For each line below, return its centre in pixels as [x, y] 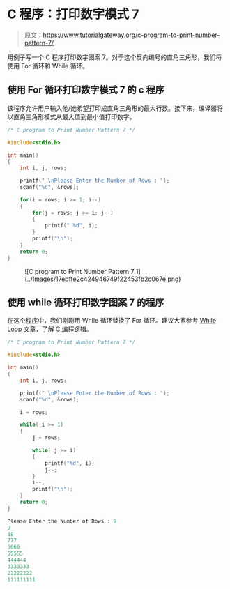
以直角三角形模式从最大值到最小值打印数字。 [71, 116]
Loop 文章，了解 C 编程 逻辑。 [50, 329]
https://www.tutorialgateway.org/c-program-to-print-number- [131, 35]
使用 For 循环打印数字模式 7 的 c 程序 [86, 90]
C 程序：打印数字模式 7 [73, 14]
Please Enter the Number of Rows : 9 [62, 521]
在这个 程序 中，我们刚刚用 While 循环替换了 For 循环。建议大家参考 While [112, 321]
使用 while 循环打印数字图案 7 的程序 [86, 303]
